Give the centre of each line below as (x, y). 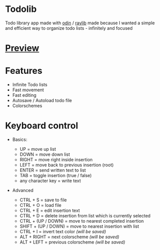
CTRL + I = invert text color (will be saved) (63, 231)
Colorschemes (27, 106)
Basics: (20, 139)
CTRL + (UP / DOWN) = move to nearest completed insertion (82, 221)
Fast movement (28, 90)
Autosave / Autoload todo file (42, 101)
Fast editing (24, 95)
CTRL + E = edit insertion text (50, 210)
